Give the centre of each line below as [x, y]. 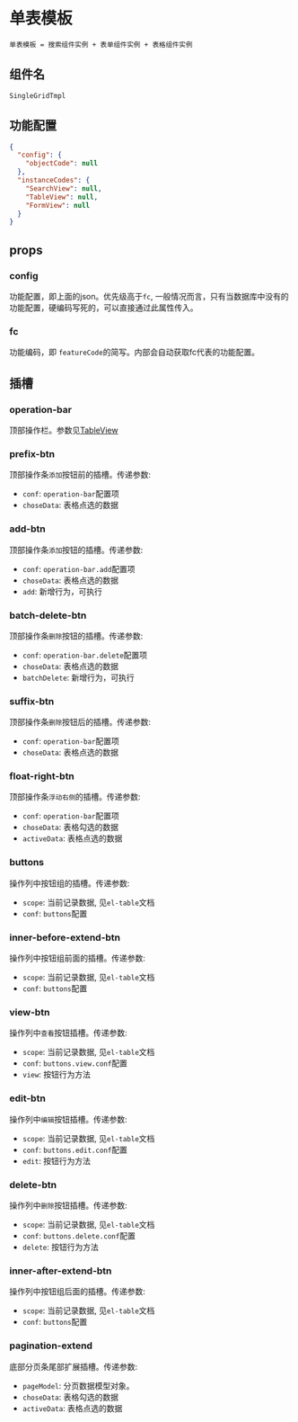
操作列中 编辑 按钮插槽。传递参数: [68, 1119]
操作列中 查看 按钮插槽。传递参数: [68, 1033]
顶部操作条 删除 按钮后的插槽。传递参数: [80, 722]
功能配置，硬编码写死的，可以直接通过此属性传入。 [104, 308]
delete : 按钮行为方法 [60, 1247]
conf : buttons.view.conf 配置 [75, 1063]
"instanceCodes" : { [54, 181]
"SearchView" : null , [64, 188]
